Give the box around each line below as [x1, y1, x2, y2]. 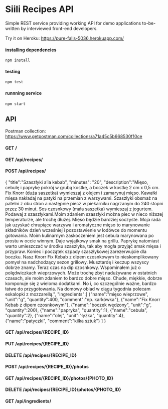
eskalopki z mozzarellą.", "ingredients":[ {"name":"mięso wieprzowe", [5, 291, 149, 297]
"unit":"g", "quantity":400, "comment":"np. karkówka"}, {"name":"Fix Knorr [5, 296, 160, 302]
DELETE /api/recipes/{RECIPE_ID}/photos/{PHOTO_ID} [5, 386, 121, 392]
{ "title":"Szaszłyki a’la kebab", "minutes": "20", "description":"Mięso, [5, 179, 148, 185]
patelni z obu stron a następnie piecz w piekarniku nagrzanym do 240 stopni [5, 200, 163, 206]
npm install [5, 58, 30, 63]
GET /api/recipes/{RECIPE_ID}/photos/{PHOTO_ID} [5, 375, 114, 381]
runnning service [5, 90, 42, 96]
